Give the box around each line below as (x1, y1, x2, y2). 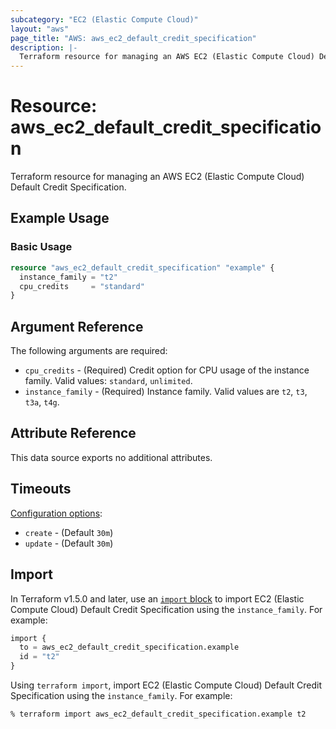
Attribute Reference (10, 425, 137, 442)
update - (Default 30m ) (24, 537, 114, 549)
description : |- (10, 42, 78, 53)
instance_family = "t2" (19, 272, 118, 282)
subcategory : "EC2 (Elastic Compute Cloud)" (10, 14, 199, 25)
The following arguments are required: (10, 345, 168, 357)
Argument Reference (10, 318, 144, 335)
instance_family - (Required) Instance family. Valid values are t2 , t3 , (24, 386, 308, 398)
